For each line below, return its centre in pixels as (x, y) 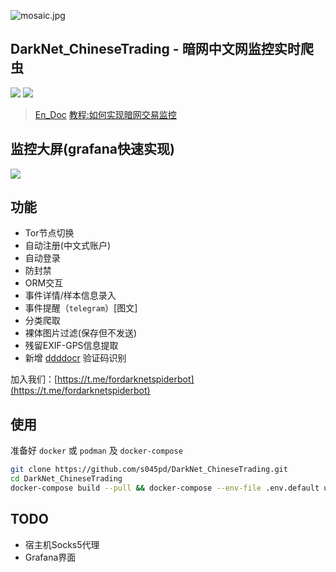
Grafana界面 (50, 557)
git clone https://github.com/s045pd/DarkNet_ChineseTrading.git (149, 470)
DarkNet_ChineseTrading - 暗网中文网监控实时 (155, 49)
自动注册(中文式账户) (68, 246)
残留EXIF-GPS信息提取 (71, 346)
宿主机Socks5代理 (62, 544)
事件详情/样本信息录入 (70, 296)
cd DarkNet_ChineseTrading (66, 479)
